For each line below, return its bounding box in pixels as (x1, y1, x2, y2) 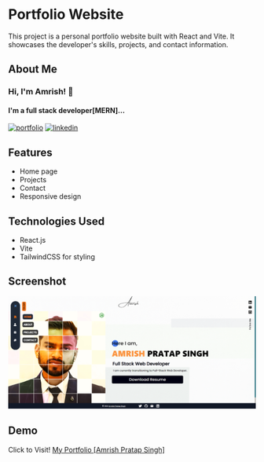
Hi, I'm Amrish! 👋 (8, 86, 74, 97)
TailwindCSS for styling (19, 252, 96, 262)
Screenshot (8, 275, 67, 288)
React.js (19, 236, 46, 245)
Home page (19, 167, 58, 176)
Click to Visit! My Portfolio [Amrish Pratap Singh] (8, 445, 165, 454)
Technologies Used (8, 214, 104, 228)
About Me (8, 63, 57, 76)
